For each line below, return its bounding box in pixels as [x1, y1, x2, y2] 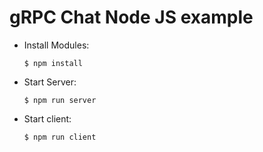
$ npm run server [23, 95, 97, 105]
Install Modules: [23, 39, 90, 51]
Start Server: [23, 76, 77, 88]
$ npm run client [23, 132, 97, 142]
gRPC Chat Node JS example [9, 6, 254, 29]
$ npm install [23, 58, 83, 68]
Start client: [23, 112, 72, 125]
